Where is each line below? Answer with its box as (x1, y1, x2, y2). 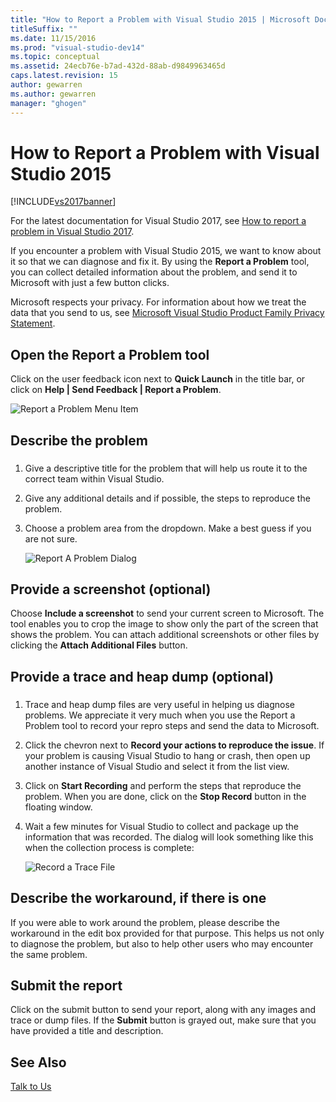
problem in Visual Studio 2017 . (10, 226, 135, 238)
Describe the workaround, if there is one (10, 890, 267, 907)
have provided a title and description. (10, 1025, 164, 1037)
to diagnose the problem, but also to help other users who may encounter (10, 937, 314, 950)
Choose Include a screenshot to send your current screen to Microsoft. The (10, 607, 325, 620)
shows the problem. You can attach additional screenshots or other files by (10, 629, 320, 641)
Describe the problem (10, 432, 148, 449)
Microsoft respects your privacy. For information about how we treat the (10, 296, 307, 308)
